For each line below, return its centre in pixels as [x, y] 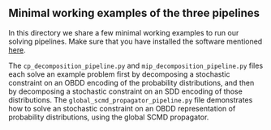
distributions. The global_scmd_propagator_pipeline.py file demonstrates [131, 99]
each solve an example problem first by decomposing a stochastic [119, 74]
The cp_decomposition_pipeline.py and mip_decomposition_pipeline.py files [136, 65]
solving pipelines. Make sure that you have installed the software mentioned [135, 41]
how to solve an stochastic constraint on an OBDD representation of [122, 108]
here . [17, 50]
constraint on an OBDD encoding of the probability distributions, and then [131, 82]
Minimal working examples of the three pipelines [134, 13]
